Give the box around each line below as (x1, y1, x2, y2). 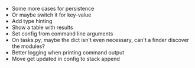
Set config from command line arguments (11, 30, 113, 37)
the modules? (11, 43, 45, 50)
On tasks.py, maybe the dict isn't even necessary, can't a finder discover (11, 37, 189, 43)
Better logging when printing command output (11, 49, 125, 56)
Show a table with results (11, 24, 73, 31)
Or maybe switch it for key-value (11, 11, 92, 18)
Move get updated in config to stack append (11, 56, 120, 62)
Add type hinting (11, 18, 53, 24)
